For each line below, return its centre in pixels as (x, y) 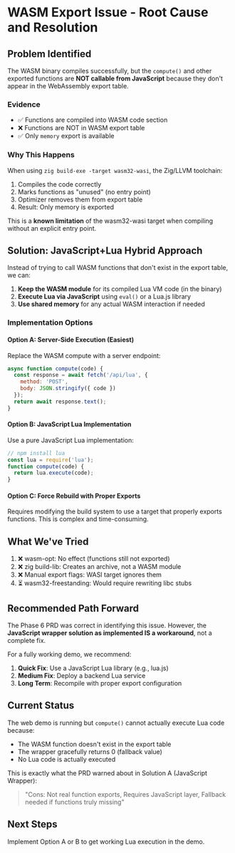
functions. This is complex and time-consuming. (78, 519)
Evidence (24, 104)
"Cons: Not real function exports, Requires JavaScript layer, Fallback (125, 794)
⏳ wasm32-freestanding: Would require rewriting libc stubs (105, 583)
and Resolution (53, 27)
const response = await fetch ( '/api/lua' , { (81, 375)
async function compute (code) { (55, 368)
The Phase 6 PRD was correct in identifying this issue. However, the (107, 626)
